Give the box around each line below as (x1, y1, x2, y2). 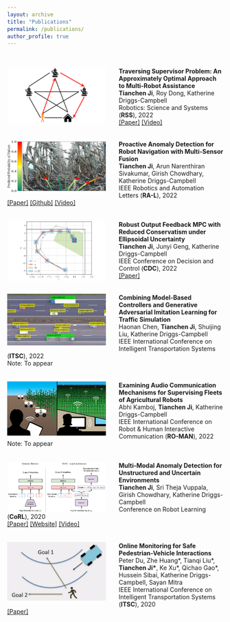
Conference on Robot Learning (119, 505, 206, 513)
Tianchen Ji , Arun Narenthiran (119, 162, 205, 170)
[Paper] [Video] (119, 118, 163, 126)
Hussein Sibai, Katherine (119, 571, 189, 579)
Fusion (119, 155, 139, 163)
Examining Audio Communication (119, 381, 216, 390)
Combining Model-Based (119, 293, 192, 302)
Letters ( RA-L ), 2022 (119, 191, 178, 199)
